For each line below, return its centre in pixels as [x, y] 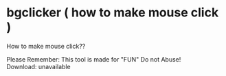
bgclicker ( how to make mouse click [113, 13]
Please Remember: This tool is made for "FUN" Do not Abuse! [94, 59]
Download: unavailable [38, 66]
